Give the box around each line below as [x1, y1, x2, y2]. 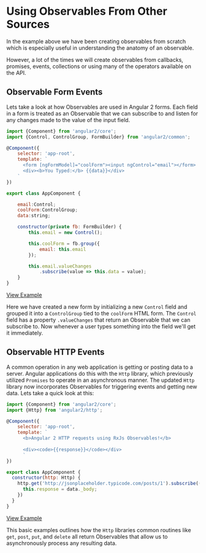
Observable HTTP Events [6, 347, 105, 357]
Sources [6, 17, 50, 31]
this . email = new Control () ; [28, 230, 103, 236]
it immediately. [6, 330, 44, 336]
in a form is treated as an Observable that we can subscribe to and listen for [6, 109, 198, 117]
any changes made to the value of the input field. [6, 116, 131, 123]
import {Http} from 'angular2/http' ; [6, 407, 103, 413]
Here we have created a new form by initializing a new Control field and [6, 303, 188, 311]
